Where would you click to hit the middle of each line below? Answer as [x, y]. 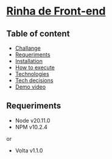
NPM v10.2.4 [31, 127]
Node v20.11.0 [33, 120]
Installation [29, 61]
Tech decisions [34, 80]
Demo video [30, 87]
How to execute [35, 67]
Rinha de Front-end [56, 11]
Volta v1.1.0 [29, 151]
